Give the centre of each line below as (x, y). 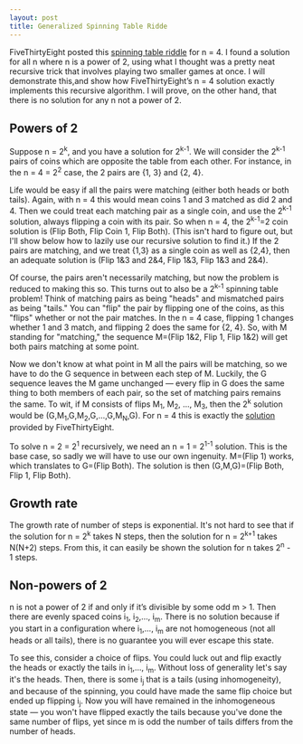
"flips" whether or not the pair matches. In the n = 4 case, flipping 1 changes (151, 317)
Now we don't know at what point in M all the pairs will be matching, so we (148, 363)
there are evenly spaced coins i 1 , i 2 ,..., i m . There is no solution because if (145, 618)
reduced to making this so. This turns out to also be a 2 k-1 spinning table (144, 287)
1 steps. (24, 557)
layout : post (34, 18)
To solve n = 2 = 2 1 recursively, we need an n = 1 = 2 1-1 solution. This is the (148, 446)
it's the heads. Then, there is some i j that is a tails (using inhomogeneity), (146, 680)
